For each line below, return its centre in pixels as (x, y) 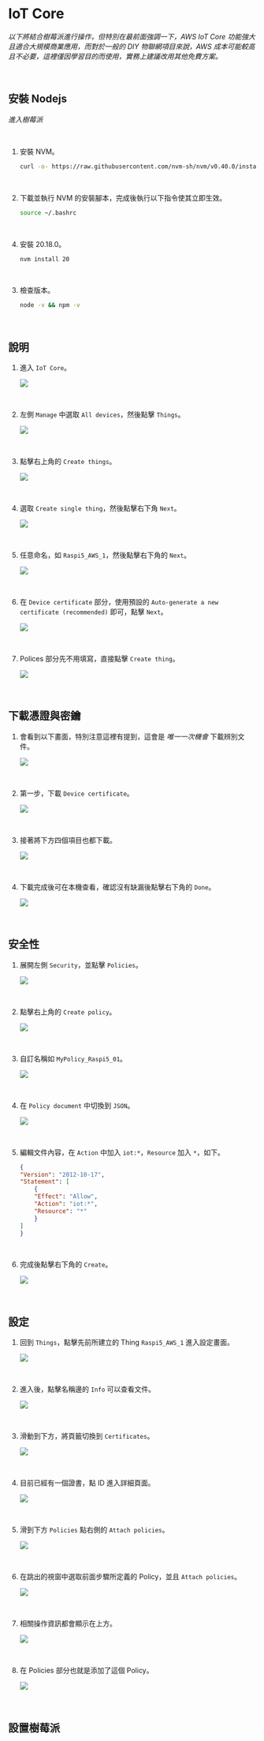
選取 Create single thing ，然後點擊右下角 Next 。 (100, 508)
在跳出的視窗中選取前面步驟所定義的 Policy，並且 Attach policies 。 (130, 1577)
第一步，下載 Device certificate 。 (76, 793)
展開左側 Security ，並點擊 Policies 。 (81, 964)
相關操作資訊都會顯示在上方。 (68, 1623)
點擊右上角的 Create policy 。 (68, 1012)
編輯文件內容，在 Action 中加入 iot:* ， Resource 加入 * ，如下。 (122, 1152)
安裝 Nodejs (38, 99)
